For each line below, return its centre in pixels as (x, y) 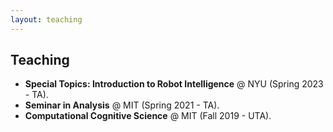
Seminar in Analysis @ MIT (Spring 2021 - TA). (122, 105)
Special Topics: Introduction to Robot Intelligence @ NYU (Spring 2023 (174, 84)
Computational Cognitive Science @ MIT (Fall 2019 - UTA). (148, 116)
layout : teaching (46, 19)
